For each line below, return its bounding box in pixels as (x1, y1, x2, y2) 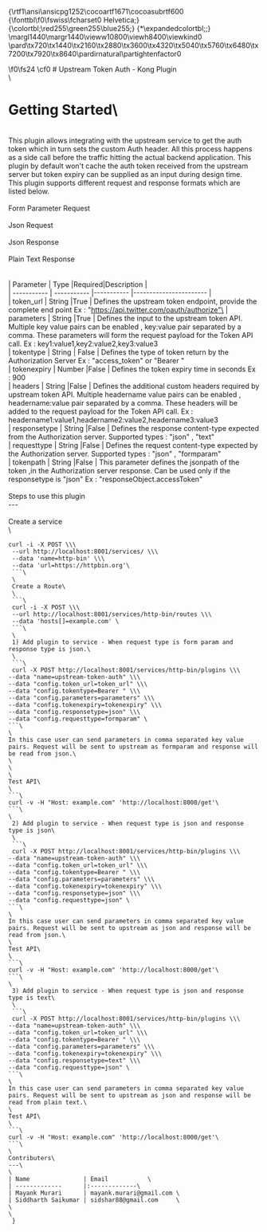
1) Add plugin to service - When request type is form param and (11, 638, 234, 646)
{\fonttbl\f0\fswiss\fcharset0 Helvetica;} (8, 15, 139, 25)
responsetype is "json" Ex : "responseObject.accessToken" (8, 474, 203, 484)
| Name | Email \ (8, 1175, 151, 1183)
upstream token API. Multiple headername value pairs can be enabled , (8, 390, 241, 399)
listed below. (8, 186, 50, 196)
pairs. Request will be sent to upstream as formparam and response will (8, 743, 259, 751)
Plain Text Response (8, 254, 76, 264)
